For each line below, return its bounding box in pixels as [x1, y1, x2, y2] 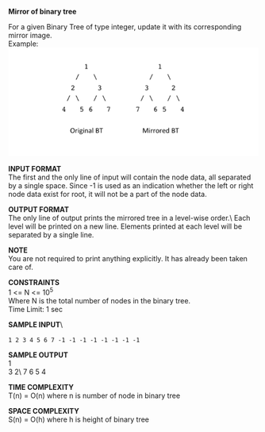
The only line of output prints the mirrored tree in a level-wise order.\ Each [8, 213, 251, 222]
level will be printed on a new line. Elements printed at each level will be [8, 222, 243, 231]
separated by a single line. [8, 229, 94, 239]
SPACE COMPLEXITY [8, 406, 79, 415]
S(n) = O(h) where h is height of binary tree [8, 415, 149, 424]
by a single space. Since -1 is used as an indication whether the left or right [8, 180, 254, 190]
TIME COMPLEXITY [8, 382, 74, 391]
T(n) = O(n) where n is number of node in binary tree [8, 391, 181, 400]
